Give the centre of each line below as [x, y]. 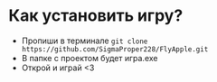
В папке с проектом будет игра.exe [90, 58]
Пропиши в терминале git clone [85, 41]
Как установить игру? [96, 16]
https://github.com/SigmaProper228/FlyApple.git [115, 49]
